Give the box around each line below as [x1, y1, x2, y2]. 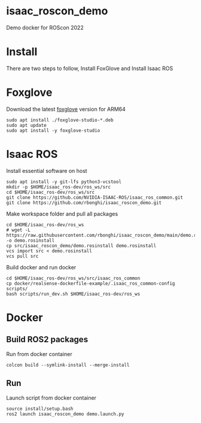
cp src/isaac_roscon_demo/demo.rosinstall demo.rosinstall [6, 242, 157, 249]
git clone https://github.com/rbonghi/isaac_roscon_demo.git [6, 199, 162, 206]
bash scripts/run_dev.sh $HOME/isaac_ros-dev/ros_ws [6, 291, 141, 297]
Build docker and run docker [6, 263, 77, 270]
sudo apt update [6, 122, 47, 128]
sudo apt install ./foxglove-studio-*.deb [6, 117, 114, 123]
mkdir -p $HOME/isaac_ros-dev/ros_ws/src [6, 184, 111, 190]
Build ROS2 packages [6, 334, 89, 345]
